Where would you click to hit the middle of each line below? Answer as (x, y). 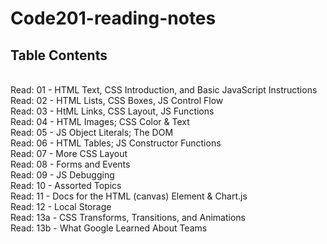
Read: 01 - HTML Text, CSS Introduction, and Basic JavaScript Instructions (164, 90)
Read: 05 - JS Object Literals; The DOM (92, 132)
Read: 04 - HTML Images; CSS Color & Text (100, 121)
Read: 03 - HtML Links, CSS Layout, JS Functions (112, 111)
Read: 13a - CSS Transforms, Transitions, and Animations (128, 217)
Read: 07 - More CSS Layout (69, 153)
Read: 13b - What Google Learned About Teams (109, 228)
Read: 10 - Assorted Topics (66, 185)
